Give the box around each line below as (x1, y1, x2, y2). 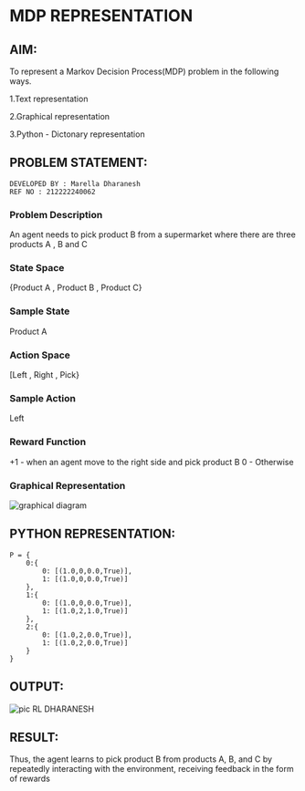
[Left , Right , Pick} (9, 369, 80, 380)
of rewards (9, 773, 50, 785)
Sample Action (9, 391, 76, 404)
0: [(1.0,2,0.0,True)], (42, 630, 132, 640)
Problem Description (9, 208, 103, 221)
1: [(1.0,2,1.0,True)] (42, 606, 129, 616)
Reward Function (9, 435, 87, 448)
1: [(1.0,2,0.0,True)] (42, 638, 129, 648)
